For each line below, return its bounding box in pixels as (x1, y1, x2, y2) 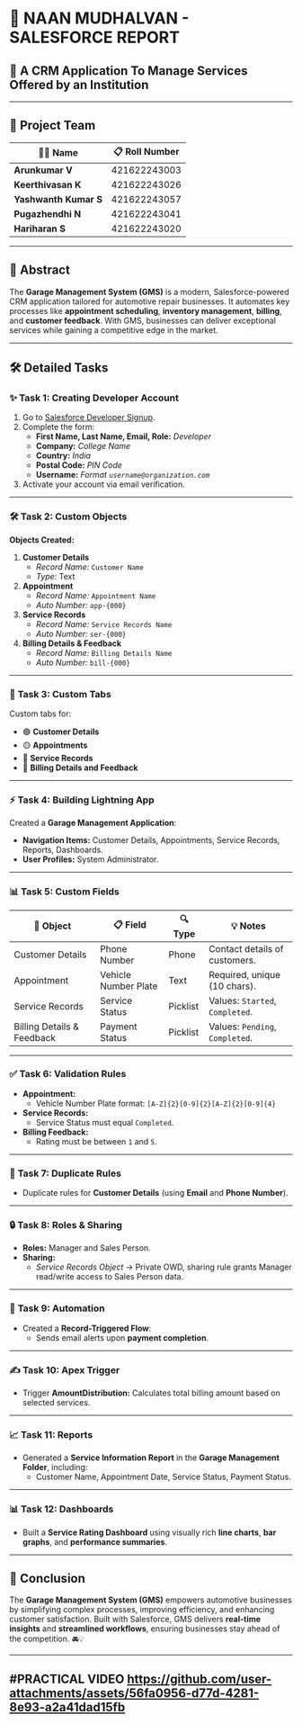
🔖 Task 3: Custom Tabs (9, 687, 112, 700)
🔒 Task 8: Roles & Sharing (9, 1219, 123, 1232)
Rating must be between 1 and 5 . (35, 1135, 157, 1146)
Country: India (35, 450, 92, 462)
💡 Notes (230, 920, 267, 932)
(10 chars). (208, 980, 256, 992)
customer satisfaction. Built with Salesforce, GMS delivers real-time (9, 1614, 262, 1625)
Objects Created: (9, 534, 75, 545)
